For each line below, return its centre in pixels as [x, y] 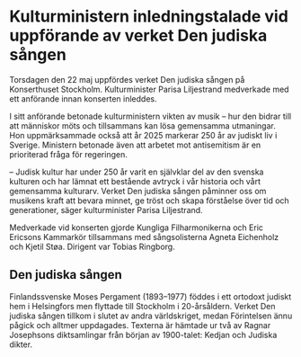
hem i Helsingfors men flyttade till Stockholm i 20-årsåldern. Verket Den [142, 306]
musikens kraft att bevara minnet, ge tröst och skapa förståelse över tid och [149, 201]
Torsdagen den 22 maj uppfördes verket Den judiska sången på [127, 79]
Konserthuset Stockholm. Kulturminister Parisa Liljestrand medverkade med [149, 89]
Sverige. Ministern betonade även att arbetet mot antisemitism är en [135, 145]
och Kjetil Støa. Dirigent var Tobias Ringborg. [92, 246]
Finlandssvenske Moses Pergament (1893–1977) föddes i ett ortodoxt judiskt [150, 296]
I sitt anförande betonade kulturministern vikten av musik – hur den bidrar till [150, 116]
